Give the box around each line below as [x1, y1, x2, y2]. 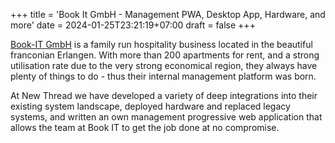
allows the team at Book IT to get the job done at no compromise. [10, 122, 280, 133]
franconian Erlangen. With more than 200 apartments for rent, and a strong [10, 49, 320, 61]
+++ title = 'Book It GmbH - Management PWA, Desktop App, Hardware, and [10, 9, 326, 20]
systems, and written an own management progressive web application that [10, 111, 323, 123]
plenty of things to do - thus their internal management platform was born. [10, 70, 317, 82]
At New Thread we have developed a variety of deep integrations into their [10, 90, 318, 101]
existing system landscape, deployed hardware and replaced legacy [10, 100, 291, 112]
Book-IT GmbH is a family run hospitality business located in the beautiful [10, 39, 313, 50]
